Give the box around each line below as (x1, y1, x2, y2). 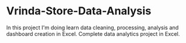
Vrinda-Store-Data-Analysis (6, 4, 152, 18)
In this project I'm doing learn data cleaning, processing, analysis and (6, 24, 179, 31)
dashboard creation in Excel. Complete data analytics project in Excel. (6, 30, 180, 37)
